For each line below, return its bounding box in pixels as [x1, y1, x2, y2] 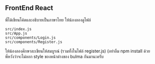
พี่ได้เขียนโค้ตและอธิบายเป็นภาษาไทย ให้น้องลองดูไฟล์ [5, 17, 91, 22]
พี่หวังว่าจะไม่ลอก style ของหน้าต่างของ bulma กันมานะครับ [5, 53, 104, 59]
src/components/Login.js [5, 35, 56, 40]
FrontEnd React [5, 4, 53, 12]
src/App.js [5, 31, 27, 36]
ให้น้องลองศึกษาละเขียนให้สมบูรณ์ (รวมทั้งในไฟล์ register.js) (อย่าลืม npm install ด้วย [5, 48, 151, 54]
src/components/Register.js [5, 39, 63, 44]
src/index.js [5, 26, 32, 31]
